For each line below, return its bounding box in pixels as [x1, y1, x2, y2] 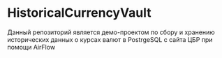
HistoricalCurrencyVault [7, 5, 151, 21]
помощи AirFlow [7, 43, 56, 51]
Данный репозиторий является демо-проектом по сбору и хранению [7, 28, 215, 36]
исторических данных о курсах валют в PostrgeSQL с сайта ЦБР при [7, 35, 213, 43]
